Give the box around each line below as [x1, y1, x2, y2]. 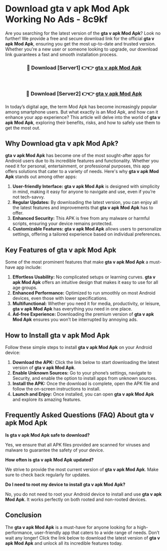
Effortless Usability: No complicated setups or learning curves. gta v [12, 274, 156, 280]
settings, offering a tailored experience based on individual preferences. [12, 231, 161, 237]
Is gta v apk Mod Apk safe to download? [5, 432, 90, 438]
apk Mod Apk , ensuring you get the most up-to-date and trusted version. [5, 40, 156, 46]
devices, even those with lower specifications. [12, 295, 108, 301]
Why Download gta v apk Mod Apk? [5, 139, 118, 147]
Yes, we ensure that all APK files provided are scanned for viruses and [5, 441, 150, 447]
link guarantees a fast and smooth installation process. [5, 51, 118, 57]
